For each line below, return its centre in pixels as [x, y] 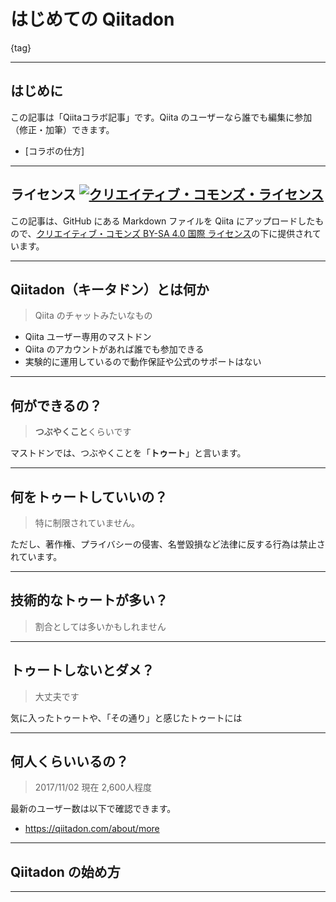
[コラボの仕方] [54, 151]
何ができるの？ [56, 405]
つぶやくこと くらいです [83, 432]
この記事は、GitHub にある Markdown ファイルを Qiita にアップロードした [163, 221]
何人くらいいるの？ [69, 761]
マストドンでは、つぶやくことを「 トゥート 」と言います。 [128, 453]
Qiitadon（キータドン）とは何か [110, 289]
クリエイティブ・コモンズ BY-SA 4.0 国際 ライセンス [144, 233]
